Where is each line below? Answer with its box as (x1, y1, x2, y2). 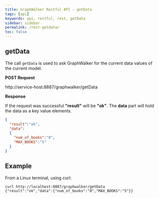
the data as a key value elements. (5, 108, 72, 113)
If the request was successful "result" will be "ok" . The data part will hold (5, 102, 154, 109)
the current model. (5, 65, 42, 71)
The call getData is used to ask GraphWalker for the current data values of (5, 60, 153, 66)
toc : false (5, 29, 27, 34)
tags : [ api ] (5, 12, 29, 16)
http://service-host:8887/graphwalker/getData (5, 84, 98, 90)
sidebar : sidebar (5, 20, 40, 26)
